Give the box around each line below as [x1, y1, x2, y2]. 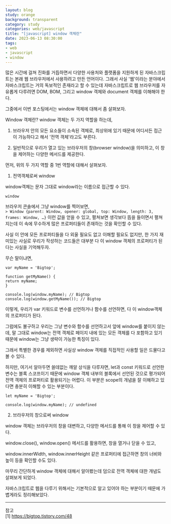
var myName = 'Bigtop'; [5, 265, 56, 270]
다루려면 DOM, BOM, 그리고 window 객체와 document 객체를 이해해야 [18, 89, 160, 95]
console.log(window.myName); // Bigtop [5, 292, 90, 297]
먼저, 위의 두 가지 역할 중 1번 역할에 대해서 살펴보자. [5, 162, 107, 168]
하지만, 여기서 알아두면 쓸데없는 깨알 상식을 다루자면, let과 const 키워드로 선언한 [5, 364, 164, 370]
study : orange [5, 12, 36, 17]
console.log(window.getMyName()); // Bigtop [5, 296, 101, 302]
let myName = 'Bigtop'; [5, 393, 56, 398]
